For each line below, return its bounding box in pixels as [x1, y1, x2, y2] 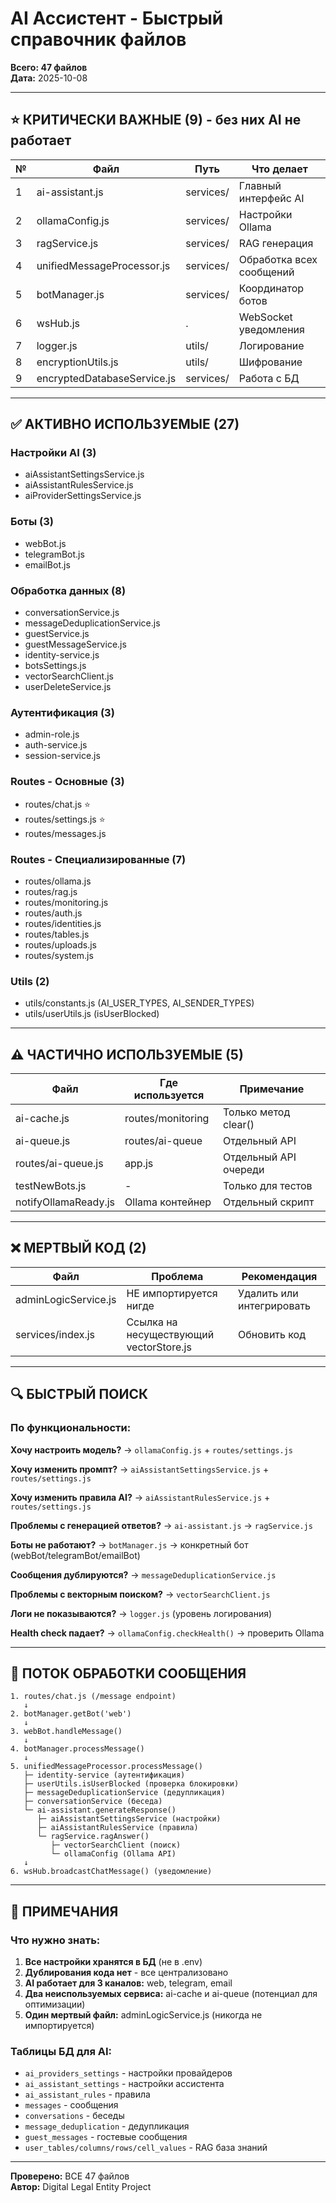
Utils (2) [10, 974, 50, 988]
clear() [222, 1118, 255, 1132]
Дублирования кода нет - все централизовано [24, 1967, 229, 1979]
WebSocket [238, 310, 293, 324]
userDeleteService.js [24, 681, 112, 693]
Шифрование [238, 355, 303, 369]
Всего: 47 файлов [10, 61, 88, 73]
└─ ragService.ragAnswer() [36, 1832, 150, 1842]
